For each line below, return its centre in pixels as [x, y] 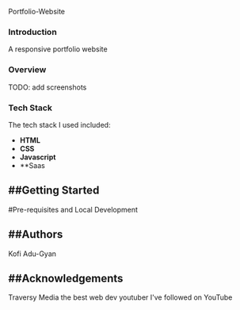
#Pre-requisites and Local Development [73, 209]
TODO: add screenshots [48, 87]
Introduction [32, 32]
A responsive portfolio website [58, 49]
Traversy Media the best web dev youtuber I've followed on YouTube [120, 297]
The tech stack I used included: [59, 124]
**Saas [32, 165]
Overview [27, 70]
